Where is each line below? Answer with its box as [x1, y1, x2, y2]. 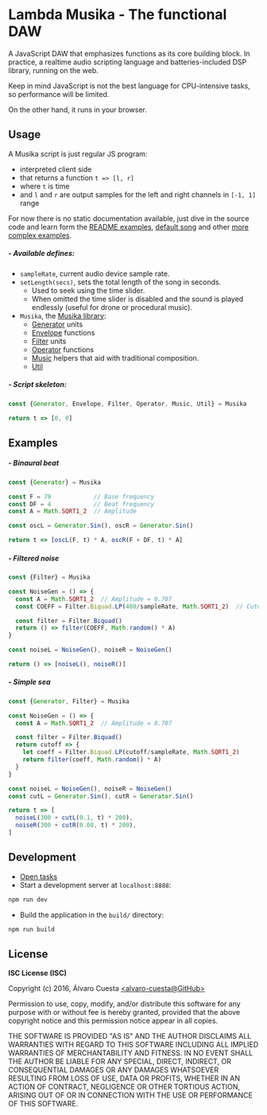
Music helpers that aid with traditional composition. [31, 353, 199, 362]
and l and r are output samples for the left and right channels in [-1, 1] [19, 189, 257, 199]
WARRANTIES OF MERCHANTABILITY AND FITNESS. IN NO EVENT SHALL [8, 1048, 253, 1058]
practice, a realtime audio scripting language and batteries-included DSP [8, 57, 247, 67]
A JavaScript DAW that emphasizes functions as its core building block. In [8, 48, 250, 58]
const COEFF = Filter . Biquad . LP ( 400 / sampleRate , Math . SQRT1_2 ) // [15, 602, 244, 610]
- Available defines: [8, 249, 75, 258]
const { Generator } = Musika [8, 478, 102, 486]
